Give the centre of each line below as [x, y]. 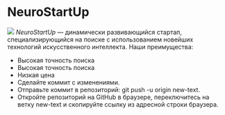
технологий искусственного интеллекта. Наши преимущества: [100, 46]
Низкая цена [36, 75]
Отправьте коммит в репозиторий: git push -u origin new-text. [108, 89]
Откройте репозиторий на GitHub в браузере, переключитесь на [113, 97]
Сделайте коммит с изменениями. [68, 82]
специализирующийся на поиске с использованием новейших [100, 39]
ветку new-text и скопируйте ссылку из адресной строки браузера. [118, 104]
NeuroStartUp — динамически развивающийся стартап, [99, 32]
